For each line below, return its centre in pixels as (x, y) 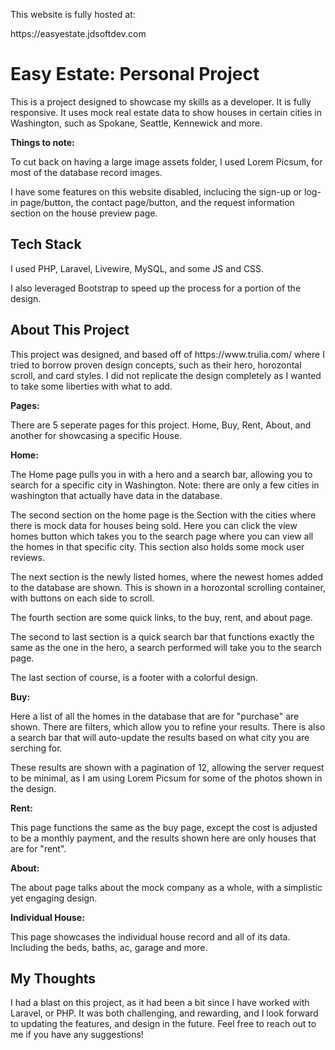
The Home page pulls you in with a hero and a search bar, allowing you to (161, 474)
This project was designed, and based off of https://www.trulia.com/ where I (167, 354)
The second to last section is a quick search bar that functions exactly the (162, 636)
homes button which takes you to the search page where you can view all (162, 536)
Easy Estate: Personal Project (135, 74)
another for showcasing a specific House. (96, 435)
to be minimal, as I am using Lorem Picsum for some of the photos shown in (166, 778)
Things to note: (42, 142)
